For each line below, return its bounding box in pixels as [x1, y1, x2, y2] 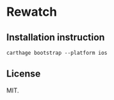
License [6, 68, 41, 79]
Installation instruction [6, 32, 105, 43]
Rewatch [6, 4, 57, 20]
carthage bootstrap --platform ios [6, 49, 108, 56]
